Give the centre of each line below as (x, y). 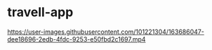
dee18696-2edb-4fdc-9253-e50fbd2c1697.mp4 (77, 39)
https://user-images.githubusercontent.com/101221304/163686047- (106, 32)
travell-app (40, 12)
